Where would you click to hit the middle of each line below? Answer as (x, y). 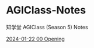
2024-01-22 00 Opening (36, 39)
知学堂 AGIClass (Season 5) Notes (47, 27)
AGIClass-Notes (46, 10)
